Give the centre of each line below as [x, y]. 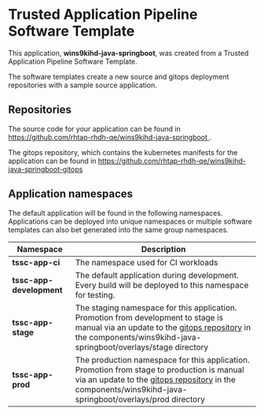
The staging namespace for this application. [156, 307]
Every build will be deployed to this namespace [162, 285]
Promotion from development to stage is [149, 317]
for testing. [95, 295]
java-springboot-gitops [46, 169]
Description [163, 249]
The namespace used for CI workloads [147, 262]
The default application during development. [157, 275]
